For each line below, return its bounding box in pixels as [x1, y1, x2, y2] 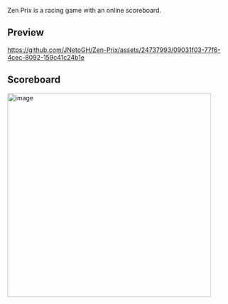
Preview [7, 26, 45, 38]
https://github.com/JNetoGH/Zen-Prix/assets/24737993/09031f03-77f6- [7, 46, 221, 54]
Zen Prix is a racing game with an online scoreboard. [7, 6, 162, 14]
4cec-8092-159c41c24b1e [7, 53, 85, 61]
